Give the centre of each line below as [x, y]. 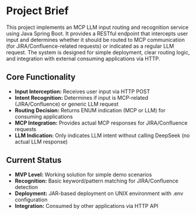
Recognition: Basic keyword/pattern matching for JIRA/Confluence [97, 181]
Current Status [34, 160]
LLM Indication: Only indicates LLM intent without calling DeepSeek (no [102, 135]
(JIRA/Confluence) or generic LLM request [66, 104]
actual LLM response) [41, 141]
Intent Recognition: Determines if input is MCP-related [81, 97]
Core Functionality [41, 77]
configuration [31, 200]
